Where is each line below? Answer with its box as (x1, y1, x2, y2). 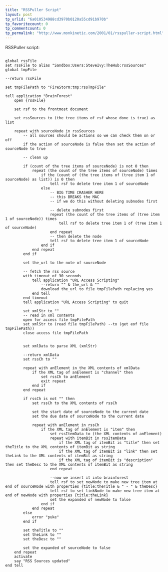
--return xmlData (23, 352, 59, 357)
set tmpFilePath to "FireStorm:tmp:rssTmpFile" (5, 85, 106, 90)
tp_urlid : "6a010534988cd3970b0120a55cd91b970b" (5, 17, 108, 22)
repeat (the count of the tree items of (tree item (49, 212, 160, 217)
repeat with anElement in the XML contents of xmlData (23, 365, 140, 370)
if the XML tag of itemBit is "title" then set (58, 440, 160, 445)
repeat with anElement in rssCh (31, 423, 99, 428)
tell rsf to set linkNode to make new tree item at (49, 488, 160, 493)
